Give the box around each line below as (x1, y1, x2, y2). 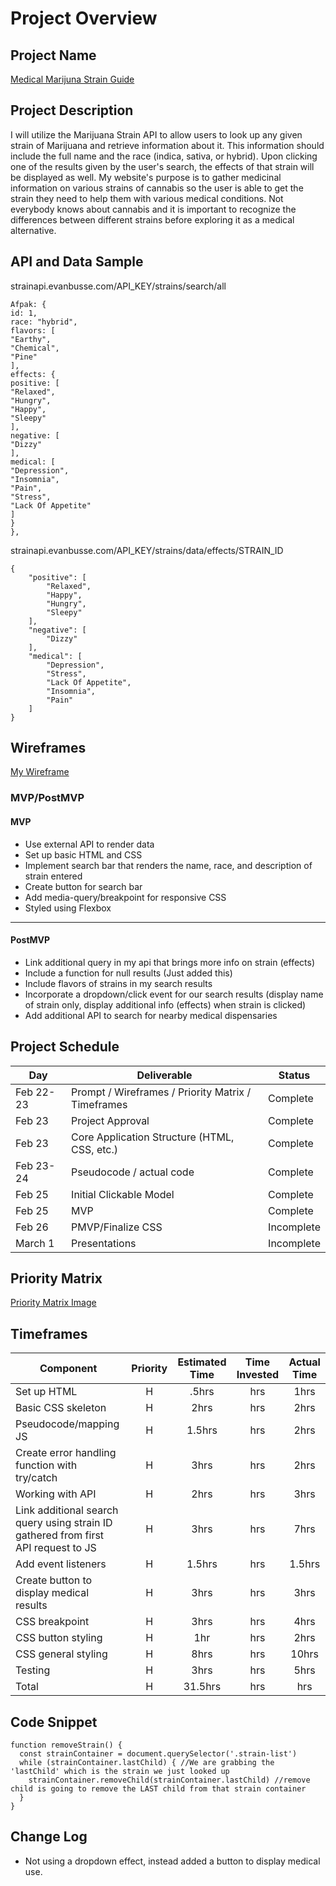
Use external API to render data (24, 838, 155, 850)
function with (15, 1458, 78, 1472)
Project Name (10, 47, 97, 64)
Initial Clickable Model (71, 1187, 175, 1201)
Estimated (177, 1355, 227, 1369)
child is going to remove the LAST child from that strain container (10, 1784, 307, 1794)
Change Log (10, 1828, 88, 1846)
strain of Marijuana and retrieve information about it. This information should (10, 139, 325, 151)
